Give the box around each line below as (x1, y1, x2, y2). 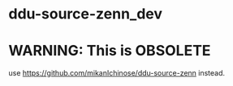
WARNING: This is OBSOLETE (8, 42, 211, 60)
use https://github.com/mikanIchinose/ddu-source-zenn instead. (8, 68, 226, 78)
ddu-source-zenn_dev (8, 5, 163, 23)
